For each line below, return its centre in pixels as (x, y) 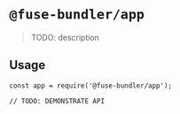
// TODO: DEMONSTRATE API (57, 101)
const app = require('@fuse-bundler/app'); (91, 86)
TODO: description (65, 37)
